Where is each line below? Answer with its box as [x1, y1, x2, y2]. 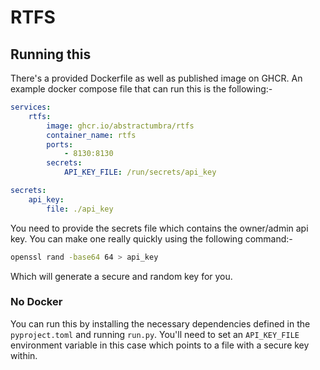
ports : [46, 139, 74, 150]
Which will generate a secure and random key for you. [10, 270, 233, 282]
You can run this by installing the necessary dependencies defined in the [10, 317, 311, 330]
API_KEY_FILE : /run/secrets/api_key [63, 167, 217, 178]
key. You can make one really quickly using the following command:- [10, 232, 293, 245]
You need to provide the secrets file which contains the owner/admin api [10, 222, 309, 234]
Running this [10, 46, 92, 63]
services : [10, 102, 52, 112]
